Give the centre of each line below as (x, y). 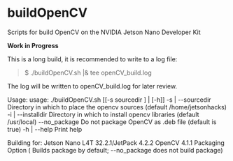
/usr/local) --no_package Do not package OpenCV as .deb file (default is (112, 122)
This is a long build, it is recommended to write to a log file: (92, 59)
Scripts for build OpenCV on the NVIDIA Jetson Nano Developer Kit (104, 32)
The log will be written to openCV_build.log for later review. (92, 86)
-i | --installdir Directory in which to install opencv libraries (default (103, 114)
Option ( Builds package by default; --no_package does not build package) (115, 150)
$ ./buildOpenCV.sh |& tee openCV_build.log (88, 72)
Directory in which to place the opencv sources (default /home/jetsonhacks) (117, 107)
